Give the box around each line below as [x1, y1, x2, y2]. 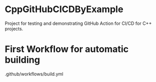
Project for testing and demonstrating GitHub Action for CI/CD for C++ [5, 20, 152, 26]
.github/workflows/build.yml [5, 71, 64, 77]
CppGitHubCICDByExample [5, 4, 123, 15]
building [5, 54, 40, 66]
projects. [5, 25, 23, 31]
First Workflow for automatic [5, 44, 129, 55]
